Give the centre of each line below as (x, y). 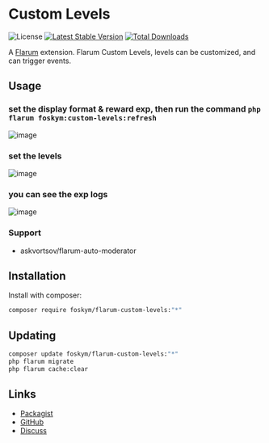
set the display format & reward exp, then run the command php (134, 109)
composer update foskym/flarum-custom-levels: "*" (94, 354)
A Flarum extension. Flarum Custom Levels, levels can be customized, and (132, 52)
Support (25, 233)
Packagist (37, 414)
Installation (37, 276)
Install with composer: (45, 295)
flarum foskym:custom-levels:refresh (83, 118)
